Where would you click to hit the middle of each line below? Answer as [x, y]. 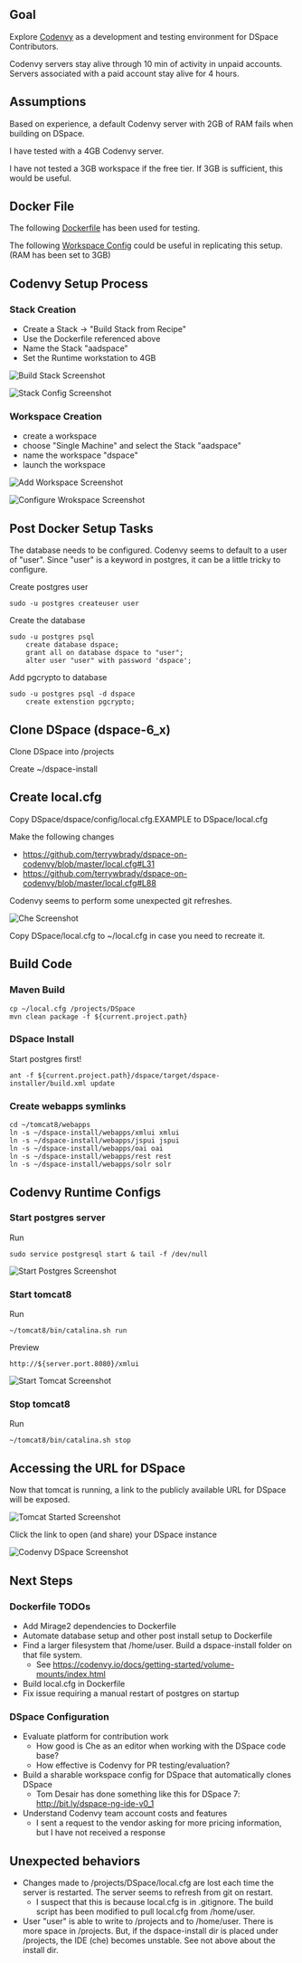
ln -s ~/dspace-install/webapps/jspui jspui [94, 1141]
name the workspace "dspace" [80, 455]
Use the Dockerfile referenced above [91, 339]
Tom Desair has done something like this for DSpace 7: [138, 1794]
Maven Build [37, 990]
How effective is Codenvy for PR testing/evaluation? [133, 1765]
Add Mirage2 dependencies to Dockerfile [99, 1626]
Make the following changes [62, 837]
